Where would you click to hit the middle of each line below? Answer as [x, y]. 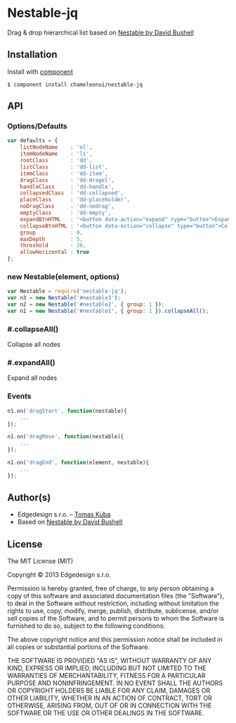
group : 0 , [51, 233]
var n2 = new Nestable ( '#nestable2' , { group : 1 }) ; [86, 304]
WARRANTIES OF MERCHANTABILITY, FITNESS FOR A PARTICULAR [106, 676]
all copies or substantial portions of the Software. [78, 647]
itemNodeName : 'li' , [56, 154]
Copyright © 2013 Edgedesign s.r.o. [59, 575]
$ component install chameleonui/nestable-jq [75, 85]
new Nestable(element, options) [63, 276]
